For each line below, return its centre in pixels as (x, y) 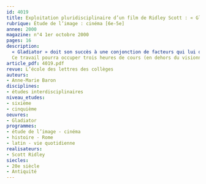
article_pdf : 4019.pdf (35, 63)
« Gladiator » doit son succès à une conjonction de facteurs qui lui (104, 52)
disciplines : (23, 86)
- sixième (19, 103)
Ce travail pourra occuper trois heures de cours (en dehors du (96, 58)
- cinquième (21, 109)
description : (23, 47)
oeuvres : (17, 115)
